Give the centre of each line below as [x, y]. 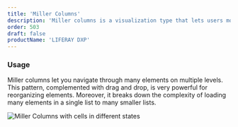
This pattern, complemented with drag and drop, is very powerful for [107, 87]
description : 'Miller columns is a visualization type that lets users [115, 20]
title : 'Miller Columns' [44, 14]
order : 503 [23, 27]
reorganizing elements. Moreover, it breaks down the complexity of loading [117, 95]
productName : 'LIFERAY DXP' [49, 40]
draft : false [27, 34]
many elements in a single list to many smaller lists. [82, 102]
